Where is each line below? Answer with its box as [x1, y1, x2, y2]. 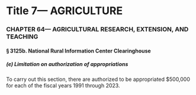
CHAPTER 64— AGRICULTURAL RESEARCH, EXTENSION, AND [6, 25, 189, 34]
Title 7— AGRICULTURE [6, 4, 123, 18]
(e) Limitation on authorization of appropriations [6, 61, 128, 68]
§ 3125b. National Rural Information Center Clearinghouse [6, 47, 151, 54]
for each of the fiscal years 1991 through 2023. [6, 81, 120, 89]
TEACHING [6, 32, 38, 41]
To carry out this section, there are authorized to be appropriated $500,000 [6, 76, 191, 83]
